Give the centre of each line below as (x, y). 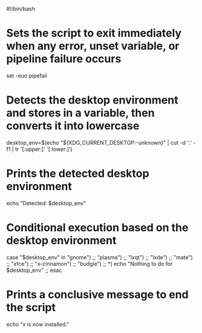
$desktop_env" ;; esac (34, 270)
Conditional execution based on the (97, 228)
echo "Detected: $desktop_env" (46, 203)
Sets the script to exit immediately (94, 33)
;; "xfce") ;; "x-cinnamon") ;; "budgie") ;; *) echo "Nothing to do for (90, 263)
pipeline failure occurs (64, 59)
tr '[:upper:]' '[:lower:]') (44, 149)
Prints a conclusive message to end (97, 295)
